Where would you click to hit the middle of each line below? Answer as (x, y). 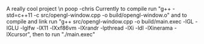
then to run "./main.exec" (64, 34)
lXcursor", (19, 34)
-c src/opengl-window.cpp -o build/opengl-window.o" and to (110, 15)
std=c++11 (19, 15)
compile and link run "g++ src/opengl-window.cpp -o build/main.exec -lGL (100, 21)
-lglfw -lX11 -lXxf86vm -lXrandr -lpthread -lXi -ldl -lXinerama (97, 28)
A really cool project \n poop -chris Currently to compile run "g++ (89, 9)
